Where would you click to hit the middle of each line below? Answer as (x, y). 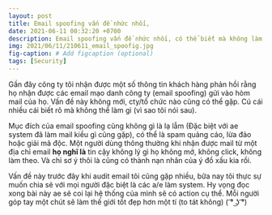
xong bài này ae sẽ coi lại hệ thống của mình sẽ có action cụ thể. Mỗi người (134, 193)
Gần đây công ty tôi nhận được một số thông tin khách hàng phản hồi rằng (132, 84)
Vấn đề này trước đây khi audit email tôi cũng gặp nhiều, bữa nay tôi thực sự (135, 176)
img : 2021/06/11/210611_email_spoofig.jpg (81, 46)
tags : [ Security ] (38, 62)
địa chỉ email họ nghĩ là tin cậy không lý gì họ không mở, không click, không (135, 152)
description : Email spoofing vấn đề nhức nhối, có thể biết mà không (128, 39)
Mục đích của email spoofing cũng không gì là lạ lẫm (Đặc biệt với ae (123, 126)
